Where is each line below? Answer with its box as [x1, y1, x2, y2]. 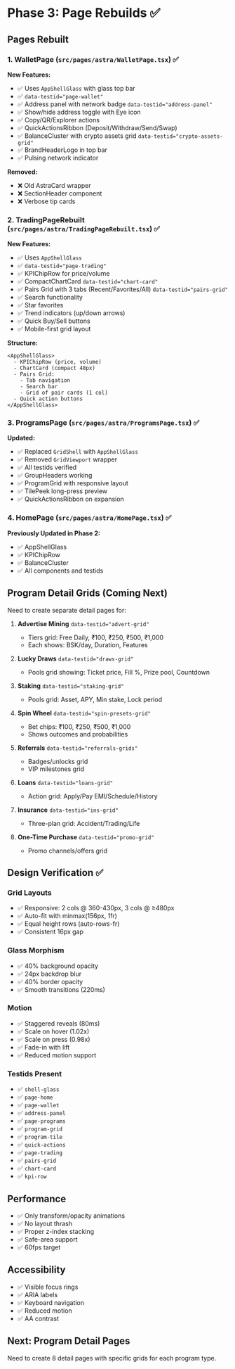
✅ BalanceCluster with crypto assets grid [17, 132, 137, 140]
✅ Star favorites [17, 301, 64, 310]
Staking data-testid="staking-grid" [17, 681, 124, 690]
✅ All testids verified [17, 463, 77, 472]
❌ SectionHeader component [17, 189, 102, 198]
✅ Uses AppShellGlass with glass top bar [17, 84, 135, 92]
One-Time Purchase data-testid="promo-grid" [17, 832, 154, 841]
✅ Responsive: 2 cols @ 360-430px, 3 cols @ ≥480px [17, 904, 175, 912]
